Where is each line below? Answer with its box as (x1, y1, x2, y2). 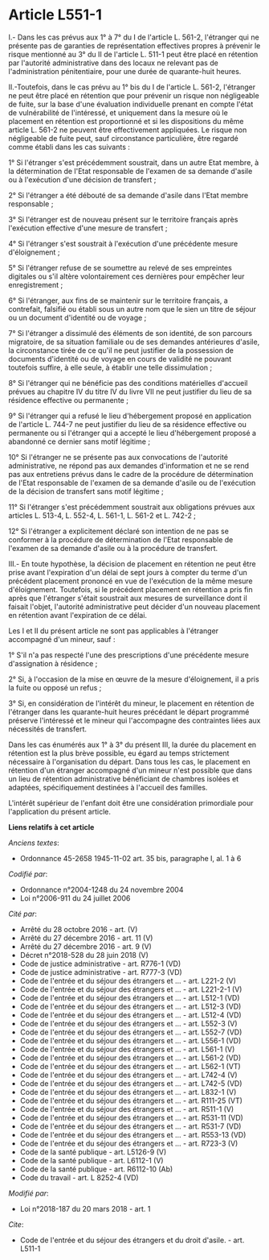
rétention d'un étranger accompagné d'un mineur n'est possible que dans (8, 765, 253, 775)
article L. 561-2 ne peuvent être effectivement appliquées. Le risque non (8, 125, 247, 135)
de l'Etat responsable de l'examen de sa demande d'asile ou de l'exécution (8, 478, 256, 487)
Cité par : (8, 909, 38, 918)
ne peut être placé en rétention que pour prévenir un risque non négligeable (8, 90, 259, 100)
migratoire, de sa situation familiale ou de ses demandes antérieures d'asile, (8, 337, 260, 346)
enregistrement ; (8, 280, 63, 289)
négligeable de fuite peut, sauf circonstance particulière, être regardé (8, 133, 238, 143)
